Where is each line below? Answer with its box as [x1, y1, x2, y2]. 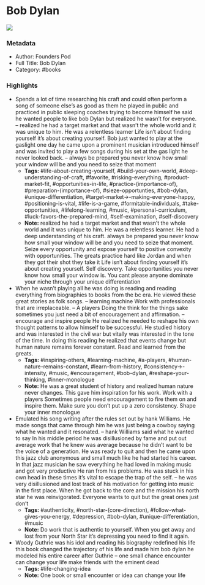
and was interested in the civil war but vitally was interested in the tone [15, 330, 195, 338]
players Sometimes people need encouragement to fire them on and [24, 395, 197, 403]
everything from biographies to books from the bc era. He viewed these [15, 291, 196, 298]
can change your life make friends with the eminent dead [15, 558, 160, 565]
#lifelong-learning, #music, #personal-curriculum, [61, 206, 187, 214]
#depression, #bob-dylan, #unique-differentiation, [72, 513, 199, 520]
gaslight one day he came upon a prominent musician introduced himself [15, 141, 199, 148]
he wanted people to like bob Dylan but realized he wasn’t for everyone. [15, 115, 197, 122]
